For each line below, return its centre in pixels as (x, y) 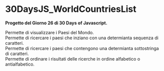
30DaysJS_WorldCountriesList (71, 9)
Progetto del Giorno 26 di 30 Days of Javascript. (56, 23)
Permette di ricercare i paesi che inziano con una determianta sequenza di (82, 38)
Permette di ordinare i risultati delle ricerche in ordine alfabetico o (73, 59)
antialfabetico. (20, 64)
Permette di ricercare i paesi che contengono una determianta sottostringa (82, 48)
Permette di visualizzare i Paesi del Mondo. (49, 32)
